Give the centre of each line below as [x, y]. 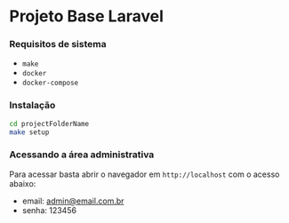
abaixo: [23, 183]
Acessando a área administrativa [82, 155]
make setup [29, 132]
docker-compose [50, 83]
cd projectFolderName [49, 123]
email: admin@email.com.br [73, 201]
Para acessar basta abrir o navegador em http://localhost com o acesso [144, 174]
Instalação [32, 106]
